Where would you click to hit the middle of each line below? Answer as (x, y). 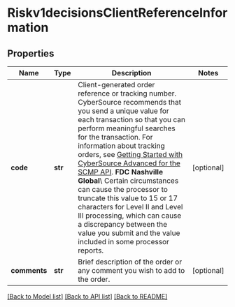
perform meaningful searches (127, 128)
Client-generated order (116, 85)
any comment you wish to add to (131, 270)
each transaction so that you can (131, 120)
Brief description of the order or (130, 262)
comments (29, 270)
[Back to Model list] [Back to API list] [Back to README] (87, 297)
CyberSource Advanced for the (129, 163)
